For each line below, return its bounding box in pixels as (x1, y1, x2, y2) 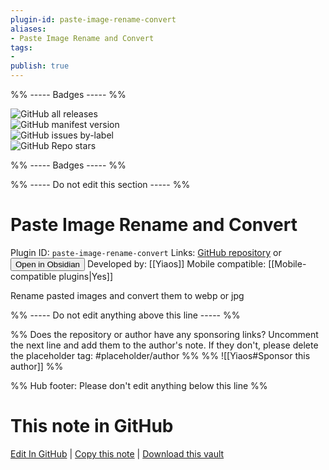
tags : (10, 42, 33, 53)
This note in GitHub (10, 415, 174, 438)
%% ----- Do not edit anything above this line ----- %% (10, 309, 241, 321)
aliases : (10, 24, 47, 34)
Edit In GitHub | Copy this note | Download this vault (10, 447, 225, 460)
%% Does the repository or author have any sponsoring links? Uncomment (10, 328, 319, 340)
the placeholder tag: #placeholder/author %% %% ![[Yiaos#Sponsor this (10, 349, 311, 361)
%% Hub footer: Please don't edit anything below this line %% (10, 379, 268, 391)
